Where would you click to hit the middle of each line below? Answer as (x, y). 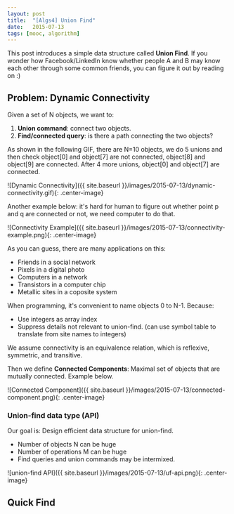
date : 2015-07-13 (36, 27)
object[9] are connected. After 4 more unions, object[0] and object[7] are (113, 164)
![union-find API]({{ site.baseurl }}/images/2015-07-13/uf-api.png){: (105, 473)
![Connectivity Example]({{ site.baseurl (64, 228)
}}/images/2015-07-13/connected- (175, 390)
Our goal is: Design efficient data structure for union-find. (91, 431)
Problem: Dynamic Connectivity (79, 98)
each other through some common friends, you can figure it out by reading (116, 68)
